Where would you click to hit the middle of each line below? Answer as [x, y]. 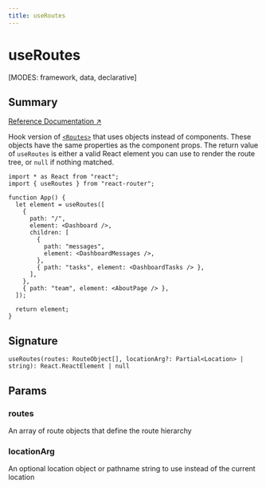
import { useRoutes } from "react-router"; [82, 184]
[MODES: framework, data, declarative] [72, 77]
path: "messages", [74, 247]
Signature [33, 341]
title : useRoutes [37, 16]
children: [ [49, 233]
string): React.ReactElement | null [69, 366]
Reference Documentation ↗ [55, 121]
